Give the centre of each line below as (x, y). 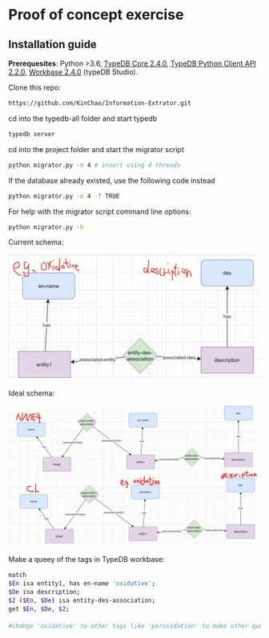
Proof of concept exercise (96, 15)
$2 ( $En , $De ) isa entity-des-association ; (82, 600)
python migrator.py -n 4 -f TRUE (64, 196)
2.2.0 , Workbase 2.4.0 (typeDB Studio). (73, 72)
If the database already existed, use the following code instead (112, 180)
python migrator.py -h (46, 227)
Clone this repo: (35, 87)
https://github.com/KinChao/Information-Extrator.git (100, 103)
